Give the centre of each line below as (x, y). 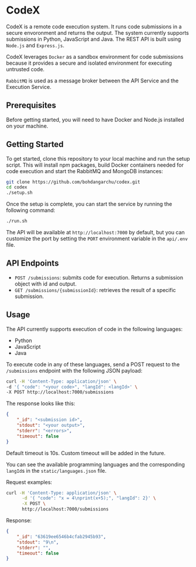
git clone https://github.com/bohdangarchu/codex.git (73, 182)
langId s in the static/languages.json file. (56, 470)
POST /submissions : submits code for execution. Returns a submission (99, 277)
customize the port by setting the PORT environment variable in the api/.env (97, 238)
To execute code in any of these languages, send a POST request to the (93, 364)
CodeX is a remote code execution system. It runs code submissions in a (94, 26)
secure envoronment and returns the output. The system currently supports (97, 32)
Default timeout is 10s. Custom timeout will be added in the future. (86, 453)
